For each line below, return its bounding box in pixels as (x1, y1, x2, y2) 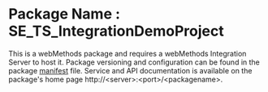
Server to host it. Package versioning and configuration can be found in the (8, 57, 260, 67)
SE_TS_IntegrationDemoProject (8, 22, 225, 40)
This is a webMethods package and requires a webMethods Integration (8, 48, 247, 58)
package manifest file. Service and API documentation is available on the (8, 65, 253, 75)
